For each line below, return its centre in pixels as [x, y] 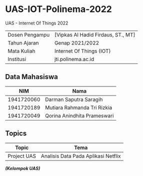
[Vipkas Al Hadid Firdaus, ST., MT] [95, 34]
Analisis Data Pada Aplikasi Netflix [81, 156]
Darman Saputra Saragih [74, 99]
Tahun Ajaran [23, 42]
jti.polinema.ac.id [74, 59]
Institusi [17, 59]
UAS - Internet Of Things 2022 [37, 23]
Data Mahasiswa [32, 77]
